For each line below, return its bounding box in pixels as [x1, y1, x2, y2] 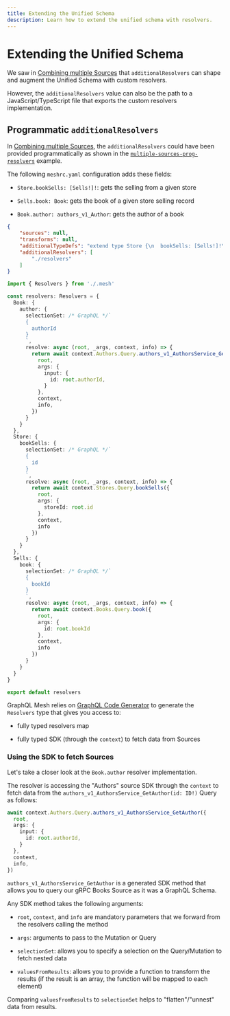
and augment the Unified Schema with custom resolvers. [7, 76, 168, 85]
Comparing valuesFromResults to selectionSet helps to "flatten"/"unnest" [7, 995, 214, 1004]
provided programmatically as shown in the [7, 149, 129, 158]
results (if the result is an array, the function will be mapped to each [16, 975, 208, 983]
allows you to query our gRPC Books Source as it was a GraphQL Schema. [7, 886, 217, 894]
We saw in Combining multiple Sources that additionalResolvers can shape [7, 69, 221, 77]
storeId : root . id [43, 504, 94, 511]
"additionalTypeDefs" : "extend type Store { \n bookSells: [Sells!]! [19, 242, 222, 250]
